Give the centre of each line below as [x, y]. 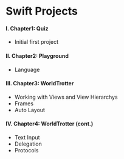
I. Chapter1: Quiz [27, 28]
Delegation [28, 144]
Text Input [27, 137]
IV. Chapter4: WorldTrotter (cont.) [50, 124]
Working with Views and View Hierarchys [66, 97]
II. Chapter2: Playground [37, 55]
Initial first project [36, 42]
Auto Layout [29, 110]
